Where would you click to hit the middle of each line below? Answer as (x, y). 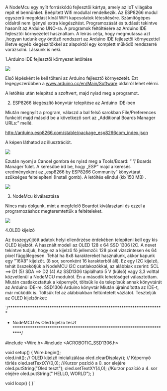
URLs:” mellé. (19, 123)
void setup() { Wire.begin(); (33, 352)
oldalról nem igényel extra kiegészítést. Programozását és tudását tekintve (81, 23)
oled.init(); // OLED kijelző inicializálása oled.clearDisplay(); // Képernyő (78, 358)
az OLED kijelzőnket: (26, 298)
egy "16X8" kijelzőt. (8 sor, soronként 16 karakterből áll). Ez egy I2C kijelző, (82, 261)
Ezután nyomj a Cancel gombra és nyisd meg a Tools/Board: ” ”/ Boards (78, 161)
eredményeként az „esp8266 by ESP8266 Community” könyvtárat (73, 172)
